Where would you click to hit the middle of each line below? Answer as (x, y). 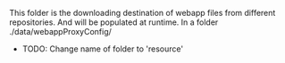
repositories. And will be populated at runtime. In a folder (114, 22)
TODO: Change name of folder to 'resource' (103, 49)
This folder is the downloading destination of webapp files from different (142, 13)
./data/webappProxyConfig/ (60, 31)
